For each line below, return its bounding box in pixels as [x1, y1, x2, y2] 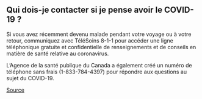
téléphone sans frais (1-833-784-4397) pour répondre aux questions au [6, 68, 187, 75]
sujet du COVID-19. [6, 74, 55, 81]
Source [6, 86, 24, 94]
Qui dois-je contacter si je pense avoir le [6, 5, 163, 15]
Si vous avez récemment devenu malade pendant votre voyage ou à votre [6, 30, 192, 38]
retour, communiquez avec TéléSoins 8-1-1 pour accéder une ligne [6, 36, 174, 44]
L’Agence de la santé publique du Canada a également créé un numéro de [6, 61, 192, 69]
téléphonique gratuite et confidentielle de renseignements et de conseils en [6, 43, 197, 50]
